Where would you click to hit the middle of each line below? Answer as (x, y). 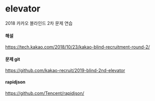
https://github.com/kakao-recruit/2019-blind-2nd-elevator (65, 70)
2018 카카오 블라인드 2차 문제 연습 (39, 23)
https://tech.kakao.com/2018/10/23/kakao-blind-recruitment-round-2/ (78, 47)
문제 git (13, 59)
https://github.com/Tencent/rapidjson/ (45, 93)
